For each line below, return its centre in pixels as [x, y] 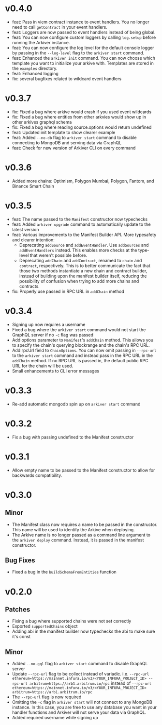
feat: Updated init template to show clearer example [64, 132]
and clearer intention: [33, 240]
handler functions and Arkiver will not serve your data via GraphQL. [79, 712]
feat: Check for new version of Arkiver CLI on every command [74, 148]
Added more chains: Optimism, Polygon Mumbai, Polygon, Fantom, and [83, 181]
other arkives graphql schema [42, 122]
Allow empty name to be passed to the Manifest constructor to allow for [83, 470]
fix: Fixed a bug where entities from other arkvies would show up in [79, 117]
